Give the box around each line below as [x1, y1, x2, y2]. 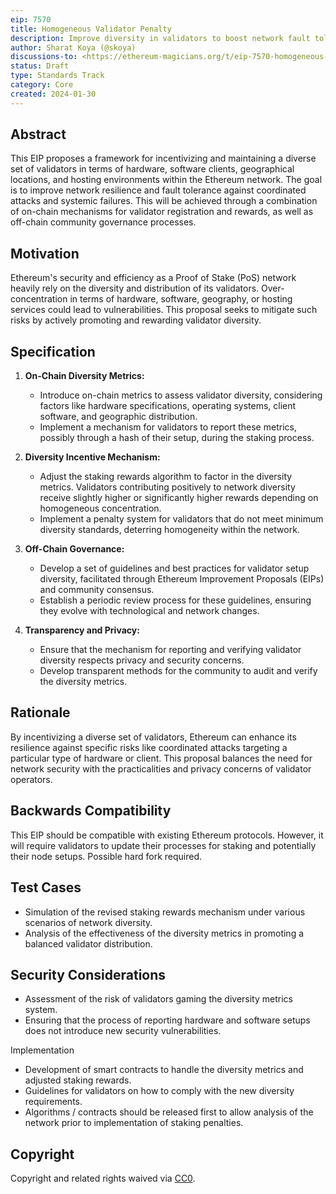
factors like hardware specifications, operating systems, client [39, 400, 297, 412]
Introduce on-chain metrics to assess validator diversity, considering [39, 389, 323, 401]
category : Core [10, 80, 74, 90]
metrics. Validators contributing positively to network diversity [39, 481, 296, 493]
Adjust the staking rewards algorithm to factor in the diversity [39, 471, 293, 483]
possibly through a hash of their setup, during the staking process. [39, 432, 315, 444]
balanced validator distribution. [24, 937, 153, 950]
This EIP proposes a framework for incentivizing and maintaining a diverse [10, 152, 317, 165]
